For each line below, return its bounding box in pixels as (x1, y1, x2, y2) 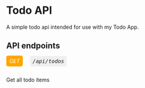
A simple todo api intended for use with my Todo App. (6, 23, 139, 31)
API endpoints (6, 41, 61, 51)
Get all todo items (6, 76, 50, 83)
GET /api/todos (9, 57, 65, 65)
